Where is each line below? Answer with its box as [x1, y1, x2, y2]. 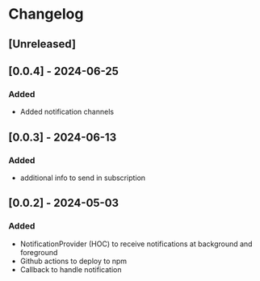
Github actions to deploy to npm [19, 256, 128, 266]
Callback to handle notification [19, 264, 122, 275]
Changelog [8, 5, 84, 23]
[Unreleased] [8, 37, 77, 51]
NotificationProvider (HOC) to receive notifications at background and [19, 239, 253, 249]
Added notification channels [19, 107, 115, 117]
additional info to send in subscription [19, 173, 146, 182]
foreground [19, 247, 58, 257]
